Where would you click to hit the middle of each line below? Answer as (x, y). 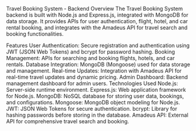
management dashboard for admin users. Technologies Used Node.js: (92, 83)
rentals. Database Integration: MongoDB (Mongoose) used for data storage (98, 64)
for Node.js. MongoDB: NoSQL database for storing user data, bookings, (95, 96)
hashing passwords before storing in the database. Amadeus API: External (97, 115)
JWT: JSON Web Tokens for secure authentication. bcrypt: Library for (92, 109)
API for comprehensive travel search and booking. (68, 121)
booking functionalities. (35, 34)
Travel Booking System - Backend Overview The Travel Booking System (94, 9)
